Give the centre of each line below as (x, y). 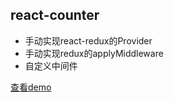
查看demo (31, 87)
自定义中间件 (51, 65)
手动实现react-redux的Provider (88, 40)
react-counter (55, 15)
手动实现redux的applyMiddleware (94, 53)
